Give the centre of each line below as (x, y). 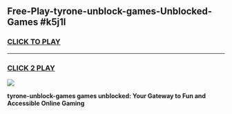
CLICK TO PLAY (34, 42)
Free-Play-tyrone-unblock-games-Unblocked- (110, 11)
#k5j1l (53, 22)
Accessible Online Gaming (46, 103)
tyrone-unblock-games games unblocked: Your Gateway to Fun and (106, 95)
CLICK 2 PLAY (31, 68)
